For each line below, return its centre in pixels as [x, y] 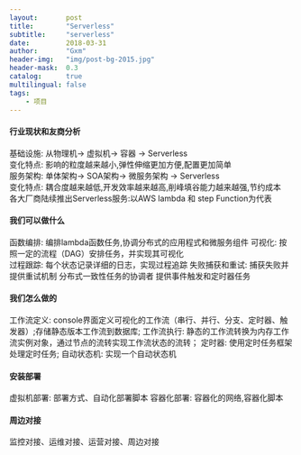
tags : [19, 93]
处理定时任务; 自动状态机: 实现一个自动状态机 [93, 353]
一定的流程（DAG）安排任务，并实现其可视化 [100, 253]
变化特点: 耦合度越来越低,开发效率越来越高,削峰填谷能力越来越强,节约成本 [146, 187]
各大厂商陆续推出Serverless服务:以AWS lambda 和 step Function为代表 [141, 198]
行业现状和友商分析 [45, 131]
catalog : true [46, 77]
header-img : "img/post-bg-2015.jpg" [82, 59]
